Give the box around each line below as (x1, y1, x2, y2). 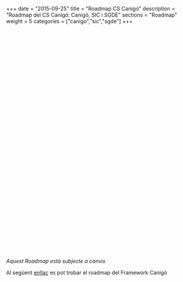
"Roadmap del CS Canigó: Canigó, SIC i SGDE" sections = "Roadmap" (6, 11, 178, 18)
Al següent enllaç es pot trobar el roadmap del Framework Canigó (6, 269, 168, 276)
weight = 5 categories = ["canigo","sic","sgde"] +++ (6, 18, 133, 24)
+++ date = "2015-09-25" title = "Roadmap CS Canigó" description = (6, 5, 175, 12)
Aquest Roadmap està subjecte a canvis (6, 258, 106, 264)
